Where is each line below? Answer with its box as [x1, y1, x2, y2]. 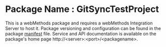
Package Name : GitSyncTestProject [5, 3, 159, 15]
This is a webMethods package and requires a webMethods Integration [5, 20, 153, 26]
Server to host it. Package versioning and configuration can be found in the [5, 25, 161, 31]
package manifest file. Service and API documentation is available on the [5, 30, 156, 36]
